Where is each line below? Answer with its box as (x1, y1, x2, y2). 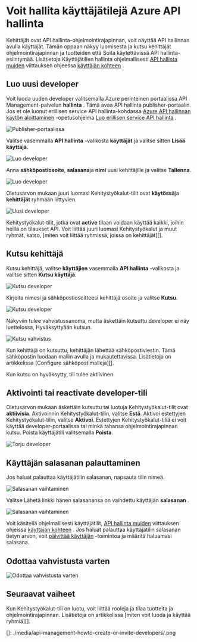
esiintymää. (6, 55, 35, 63)
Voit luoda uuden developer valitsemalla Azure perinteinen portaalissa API (6, 95, 187, 102)
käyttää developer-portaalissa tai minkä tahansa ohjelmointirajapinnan (6, 423, 178, 430)
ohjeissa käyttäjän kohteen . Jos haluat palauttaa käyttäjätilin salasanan (6, 526, 181, 534)
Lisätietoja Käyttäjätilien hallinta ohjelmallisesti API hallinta (35, 55, 177, 63)
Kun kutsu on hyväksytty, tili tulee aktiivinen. (6, 370, 115, 378)
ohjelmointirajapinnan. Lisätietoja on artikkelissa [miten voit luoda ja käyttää (6, 611, 191, 618)
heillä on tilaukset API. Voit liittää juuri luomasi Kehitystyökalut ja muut (6, 225, 177, 232)
